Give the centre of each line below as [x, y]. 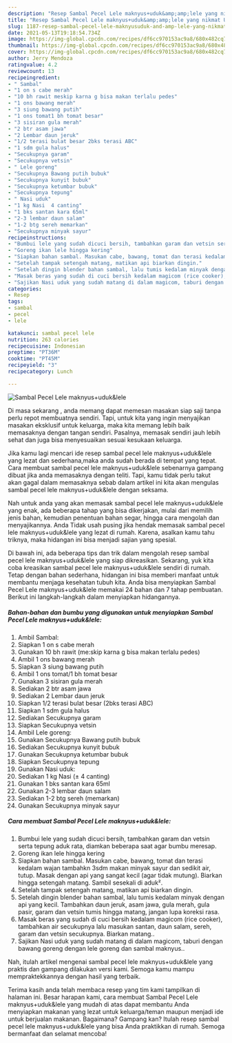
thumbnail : [23, 45]
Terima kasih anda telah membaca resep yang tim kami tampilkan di [104, 989]
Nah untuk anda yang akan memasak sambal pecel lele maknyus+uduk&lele [115, 503]
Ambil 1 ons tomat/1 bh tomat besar [67, 674]
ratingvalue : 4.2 [33, 65]
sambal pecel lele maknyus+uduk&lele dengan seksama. [88, 489]
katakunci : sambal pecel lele [51, 333]
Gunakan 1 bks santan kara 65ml [64, 783]
